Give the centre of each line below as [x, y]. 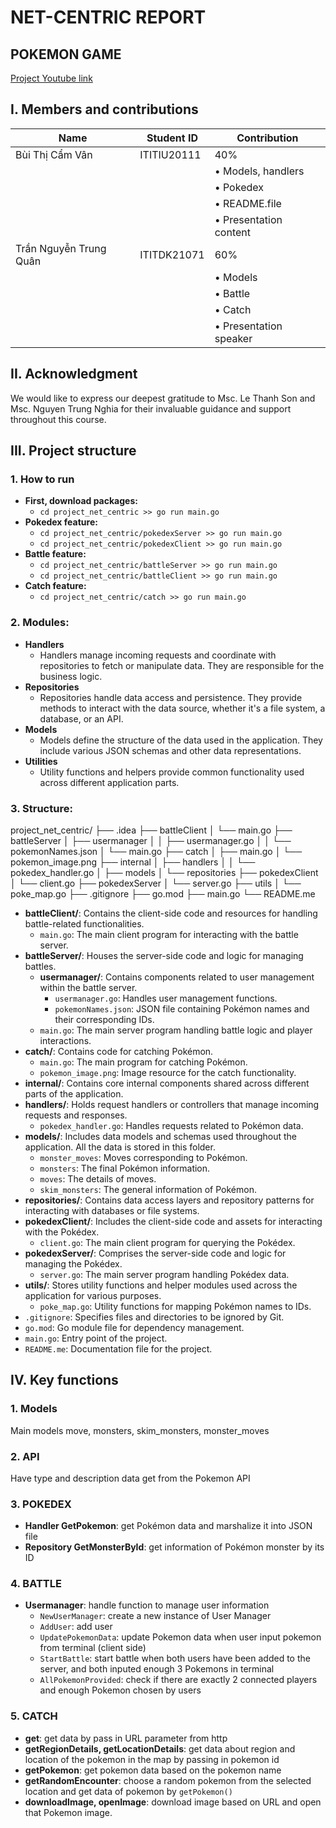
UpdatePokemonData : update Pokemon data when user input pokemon [180, 1637]
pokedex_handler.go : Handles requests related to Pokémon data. [171, 1125]
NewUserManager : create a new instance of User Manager [155, 1616]
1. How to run [42, 479]
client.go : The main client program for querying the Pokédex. [167, 1242]
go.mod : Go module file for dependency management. [134, 1327]
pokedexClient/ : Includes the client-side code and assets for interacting [173, 1221]
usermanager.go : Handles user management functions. [166, 998]
